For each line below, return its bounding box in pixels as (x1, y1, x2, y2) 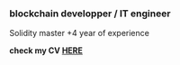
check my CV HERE (9, 45, 84, 56)
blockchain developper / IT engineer (9, 7, 171, 20)
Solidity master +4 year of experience (9, 28, 150, 39)
